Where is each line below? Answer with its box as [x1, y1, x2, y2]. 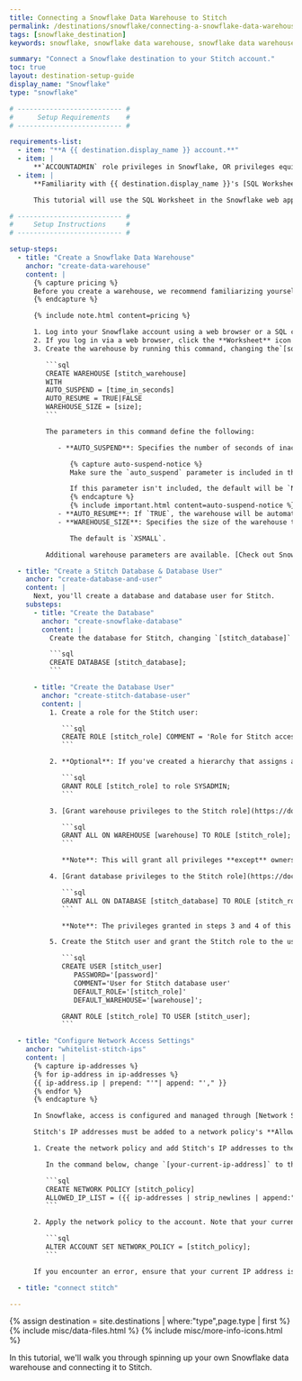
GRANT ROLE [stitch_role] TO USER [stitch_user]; [61, 1012, 252, 1021]
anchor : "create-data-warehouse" [25, 261, 151, 270]
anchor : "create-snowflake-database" [41, 616, 182, 626]
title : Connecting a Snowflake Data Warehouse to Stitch [9, 13, 227, 23]
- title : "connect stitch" [17, 1283, 119, 1293]
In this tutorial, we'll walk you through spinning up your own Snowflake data [9, 1352, 289, 1363]
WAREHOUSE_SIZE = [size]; [45, 403, 143, 412]
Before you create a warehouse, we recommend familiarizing [32, 286, 263, 295]
